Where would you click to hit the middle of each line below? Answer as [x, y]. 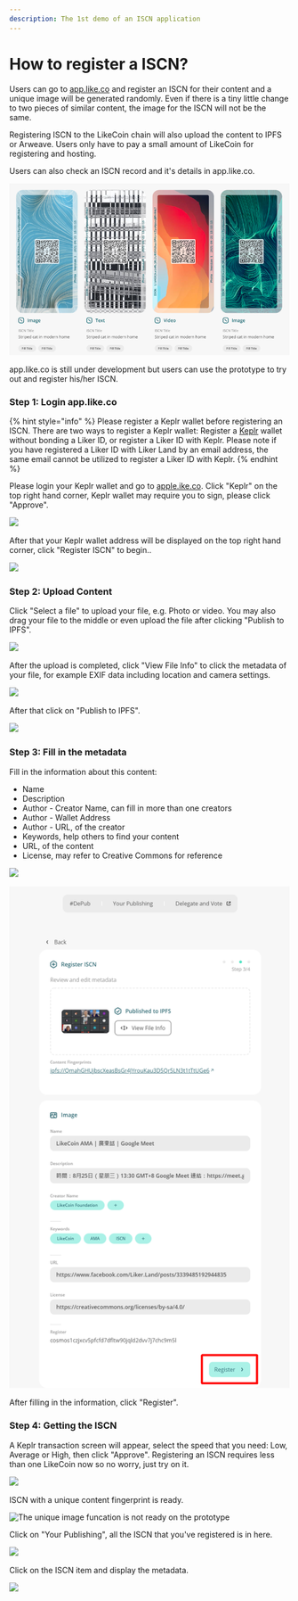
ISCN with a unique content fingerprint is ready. [97, 1499]
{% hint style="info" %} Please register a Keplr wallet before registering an [146, 421]
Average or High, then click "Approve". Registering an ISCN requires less [142, 1455]
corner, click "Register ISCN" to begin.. [81, 549]
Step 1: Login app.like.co [63, 401]
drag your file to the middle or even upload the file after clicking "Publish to [147, 621]
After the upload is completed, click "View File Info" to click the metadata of [148, 665]
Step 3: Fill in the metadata [68, 752]
